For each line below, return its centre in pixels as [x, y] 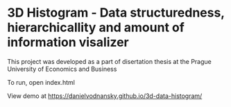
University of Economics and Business [62, 69]
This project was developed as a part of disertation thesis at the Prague [109, 61]
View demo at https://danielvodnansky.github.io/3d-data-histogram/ [105, 96]
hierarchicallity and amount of [96, 27]
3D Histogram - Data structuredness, [116, 13]
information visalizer [68, 42]
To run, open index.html [41, 82]
